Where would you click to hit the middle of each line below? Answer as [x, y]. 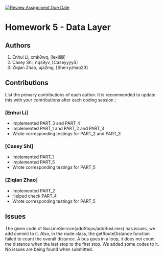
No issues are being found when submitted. [49, 249]
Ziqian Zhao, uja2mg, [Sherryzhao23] [50, 68]
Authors [18, 45]
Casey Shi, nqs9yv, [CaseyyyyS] [45, 62]
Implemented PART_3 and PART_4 [46, 123]
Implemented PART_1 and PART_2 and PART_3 [58, 128]
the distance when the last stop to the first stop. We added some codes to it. [82, 244]
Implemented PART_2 [34, 190]
